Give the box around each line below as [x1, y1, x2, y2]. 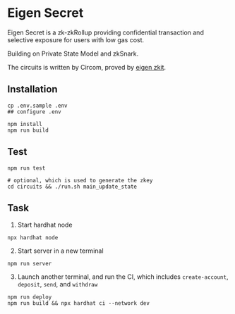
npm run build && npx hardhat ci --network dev [7, 300, 150, 307]
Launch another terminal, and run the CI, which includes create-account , [17, 272, 229, 281]
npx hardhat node [7, 234, 59, 241]
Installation [7, 83, 58, 96]
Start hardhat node [17, 220, 73, 230]
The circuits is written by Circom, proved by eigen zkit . [7, 63, 167, 71]
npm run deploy [7, 294, 52, 301]
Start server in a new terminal [17, 246, 104, 255]
